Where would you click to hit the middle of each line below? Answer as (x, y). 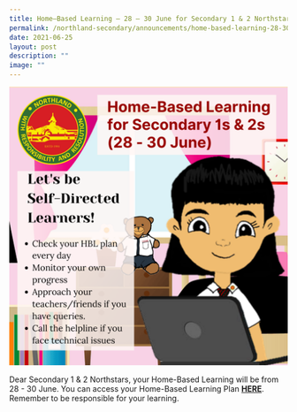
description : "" (39, 56)
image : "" (27, 65)
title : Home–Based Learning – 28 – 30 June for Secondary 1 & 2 (130, 19)
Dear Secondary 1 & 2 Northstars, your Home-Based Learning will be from (144, 379)
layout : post (33, 47)
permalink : (29, 28)
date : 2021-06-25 (41, 37)
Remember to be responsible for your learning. (94, 398)
